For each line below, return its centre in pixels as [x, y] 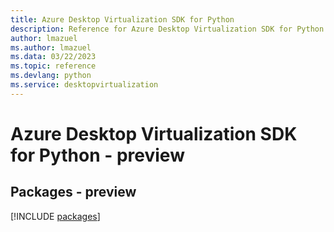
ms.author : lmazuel [51, 47]
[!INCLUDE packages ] [55, 216]
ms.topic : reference [53, 66]
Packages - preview [73, 192]
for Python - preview [97, 155]
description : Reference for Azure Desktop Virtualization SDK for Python [167, 29]
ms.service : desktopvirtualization [84, 85]
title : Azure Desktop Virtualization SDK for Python [122, 19]
